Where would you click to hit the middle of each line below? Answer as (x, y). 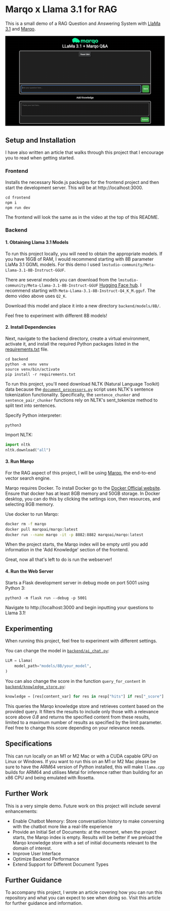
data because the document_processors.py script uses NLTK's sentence (79, 389)
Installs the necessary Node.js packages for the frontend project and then (82, 182)
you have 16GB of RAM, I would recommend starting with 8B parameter (79, 259)
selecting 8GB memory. (30, 504)
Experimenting (29, 629)
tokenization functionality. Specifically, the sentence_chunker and (73, 394)
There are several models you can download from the (61, 279)
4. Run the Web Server (29, 571)
